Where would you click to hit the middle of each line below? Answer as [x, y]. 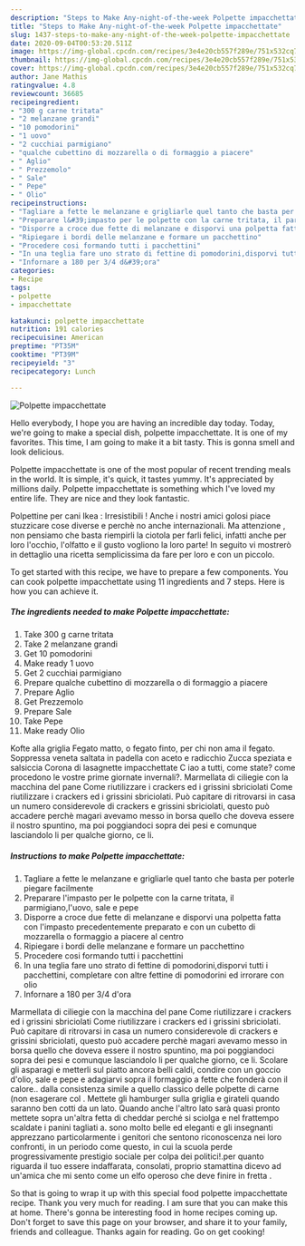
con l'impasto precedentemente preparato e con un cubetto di [139, 927]
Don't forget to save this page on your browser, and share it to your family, [149, 1222]
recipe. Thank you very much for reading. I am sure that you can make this [149, 1203]
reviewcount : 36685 [47, 93]
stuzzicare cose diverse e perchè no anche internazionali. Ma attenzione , [148, 525]
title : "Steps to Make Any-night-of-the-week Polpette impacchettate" [146, 26]
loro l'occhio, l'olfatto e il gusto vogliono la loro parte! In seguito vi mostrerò [151, 544]
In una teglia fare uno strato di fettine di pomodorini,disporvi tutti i [146, 966]
